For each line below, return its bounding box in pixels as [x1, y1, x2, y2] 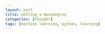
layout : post [5, 7, 33, 12]
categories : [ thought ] [5, 16, 53, 21]
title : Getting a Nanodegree [5, 12, 67, 17]
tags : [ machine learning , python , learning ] [5, 21, 100, 26]
